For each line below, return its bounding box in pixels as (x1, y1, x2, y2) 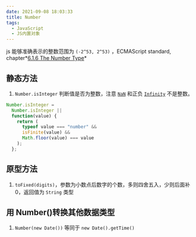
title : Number (6, 14, 42, 20)
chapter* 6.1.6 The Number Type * (6, 55, 87, 62)
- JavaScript (11, 25, 44, 31)
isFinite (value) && (21, 129, 70, 135)
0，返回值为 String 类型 (14, 188, 74, 195)
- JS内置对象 (11, 31, 40, 37)
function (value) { (11, 113, 58, 119)
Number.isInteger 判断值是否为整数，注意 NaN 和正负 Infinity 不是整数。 (14, 90, 193, 97)
